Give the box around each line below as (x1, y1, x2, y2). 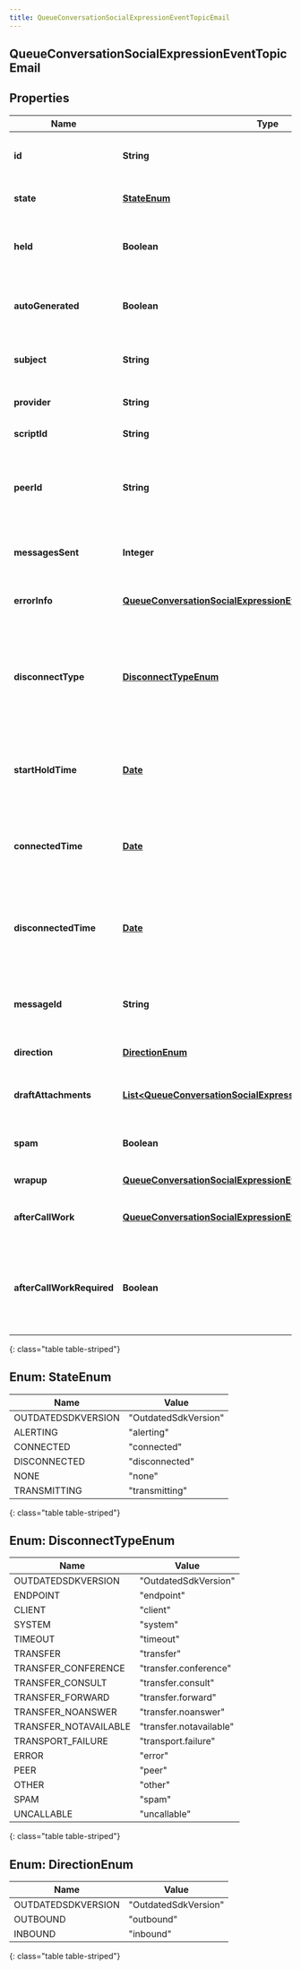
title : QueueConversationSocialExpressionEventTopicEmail (9, 13, 230, 22)
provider (13, 395, 51, 408)
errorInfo (13, 594, 54, 606)
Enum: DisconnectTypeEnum (9, 1533, 176, 1549)
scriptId (13, 427, 47, 439)
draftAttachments (13, 1089, 91, 1101)
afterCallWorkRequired (13, 1281, 115, 1294)
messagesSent (13, 546, 79, 559)
